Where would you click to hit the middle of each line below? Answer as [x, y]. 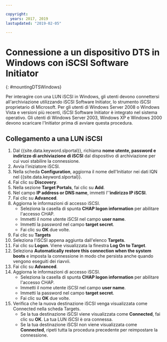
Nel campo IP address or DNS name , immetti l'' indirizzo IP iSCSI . [80, 193]
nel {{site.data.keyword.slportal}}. [47, 177]
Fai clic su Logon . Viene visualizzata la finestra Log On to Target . [80, 246]
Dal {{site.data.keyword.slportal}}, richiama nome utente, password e [84, 151]
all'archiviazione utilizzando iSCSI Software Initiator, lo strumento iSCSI [78, 102]
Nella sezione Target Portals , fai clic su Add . [59, 188]
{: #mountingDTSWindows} [34, 87]
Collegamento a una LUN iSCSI [54, 139]
